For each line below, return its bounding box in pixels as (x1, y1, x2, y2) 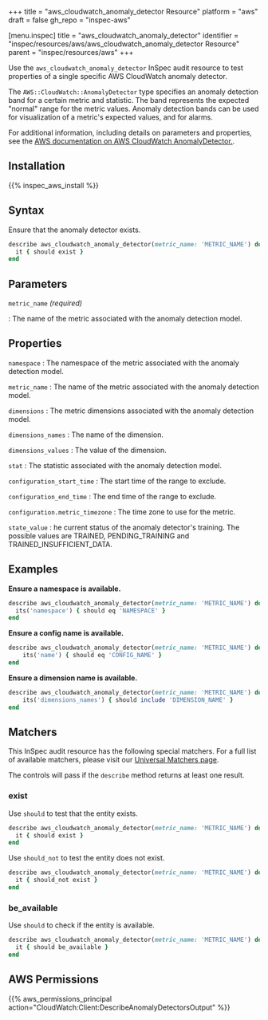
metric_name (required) (8, 298, 82, 308)
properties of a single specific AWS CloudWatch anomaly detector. (8, 72, 227, 81)
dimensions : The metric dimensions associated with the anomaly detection (8, 406, 254, 415)
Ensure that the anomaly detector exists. (8, 225, 141, 234)
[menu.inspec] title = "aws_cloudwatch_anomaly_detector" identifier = (8, 31, 239, 40)
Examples (8, 562, 58, 577)
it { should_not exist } (15, 876, 98, 884)
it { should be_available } (15, 943, 109, 951)
